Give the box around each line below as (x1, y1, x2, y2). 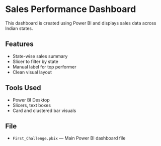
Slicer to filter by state (12, 58, 59, 64)
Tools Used (5, 83, 41, 92)
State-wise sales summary (12, 53, 68, 59)
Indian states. (5, 25, 33, 31)
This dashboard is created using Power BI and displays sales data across (5, 20, 156, 26)
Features (5, 40, 34, 48)
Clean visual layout (12, 69, 52, 75)
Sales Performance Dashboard (5, 3, 136, 15)
